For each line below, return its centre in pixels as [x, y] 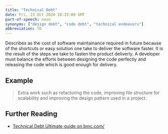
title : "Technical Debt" [31, 10]
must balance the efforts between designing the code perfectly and [76, 59]
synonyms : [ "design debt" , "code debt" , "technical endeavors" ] [74, 24]
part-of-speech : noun [28, 19]
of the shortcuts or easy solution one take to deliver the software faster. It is [84, 49]
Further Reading [31, 114]
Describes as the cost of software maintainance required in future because [83, 43]
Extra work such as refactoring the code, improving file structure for [89, 93]
